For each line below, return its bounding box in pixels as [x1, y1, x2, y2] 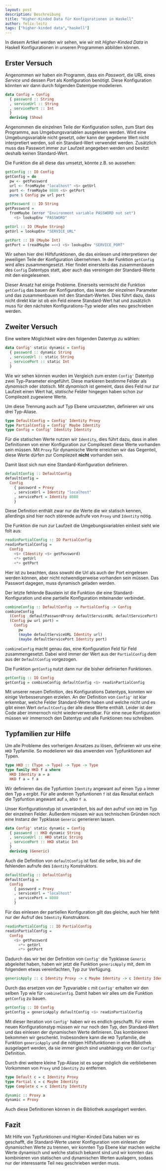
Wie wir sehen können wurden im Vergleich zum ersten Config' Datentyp [5, 372, 154, 379]
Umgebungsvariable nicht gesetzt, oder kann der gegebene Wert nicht [5, 135, 149, 141]
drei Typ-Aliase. [5, 408, 38, 414]
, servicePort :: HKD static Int [9, 840, 79, 845]
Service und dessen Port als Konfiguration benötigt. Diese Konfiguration [5, 77, 152, 83]
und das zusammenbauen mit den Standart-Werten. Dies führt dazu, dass [5, 293, 156, 299]
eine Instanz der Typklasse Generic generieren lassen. [5, 816, 116, 822]
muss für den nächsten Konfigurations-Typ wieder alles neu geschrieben [5, 303, 154, 309]
